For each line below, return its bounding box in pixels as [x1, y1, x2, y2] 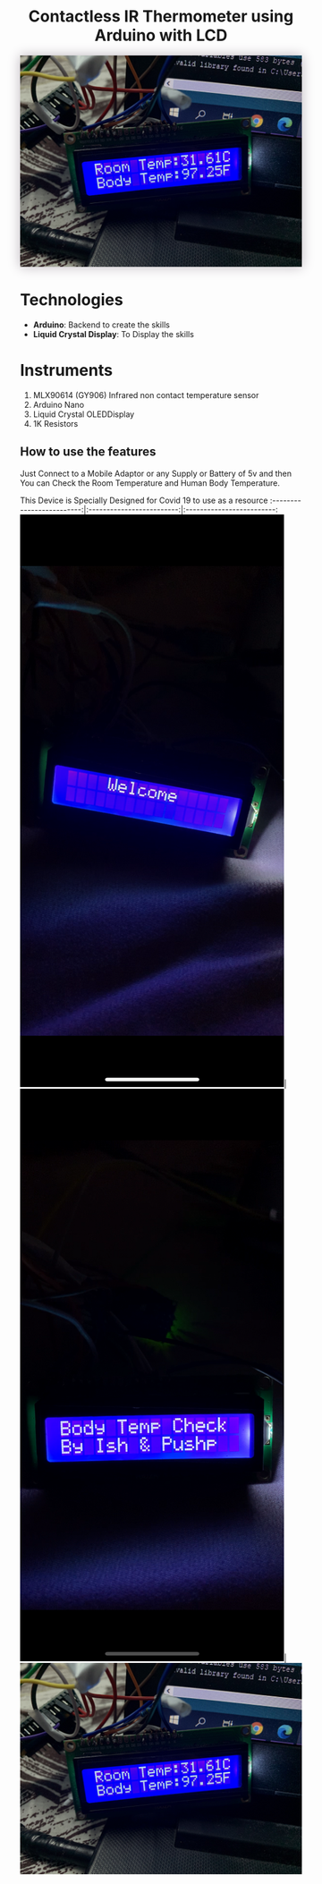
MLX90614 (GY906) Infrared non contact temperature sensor [32, 389, 259, 400]
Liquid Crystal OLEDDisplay [32, 409, 135, 420]
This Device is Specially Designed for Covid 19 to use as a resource [20, 495, 268, 505]
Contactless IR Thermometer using [28, 6, 294, 27]
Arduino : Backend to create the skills [32, 319, 170, 330]
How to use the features [20, 445, 157, 460]
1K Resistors [32, 418, 79, 429]
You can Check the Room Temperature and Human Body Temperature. [20, 477, 281, 488]
